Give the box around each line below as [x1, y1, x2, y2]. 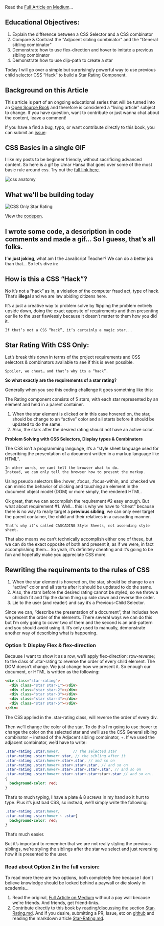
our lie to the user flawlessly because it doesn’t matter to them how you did [5, 313, 157, 319]
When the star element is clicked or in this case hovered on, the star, [12, 411, 151, 417]
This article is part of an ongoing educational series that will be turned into [5, 99, 155, 105]
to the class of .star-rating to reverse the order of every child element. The [5, 658, 155, 664]
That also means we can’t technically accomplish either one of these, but [5, 536, 153, 542]
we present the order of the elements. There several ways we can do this [5, 614, 153, 620]
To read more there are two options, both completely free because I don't [5, 875, 153, 880]
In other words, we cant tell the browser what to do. [5, 465, 119, 470]
